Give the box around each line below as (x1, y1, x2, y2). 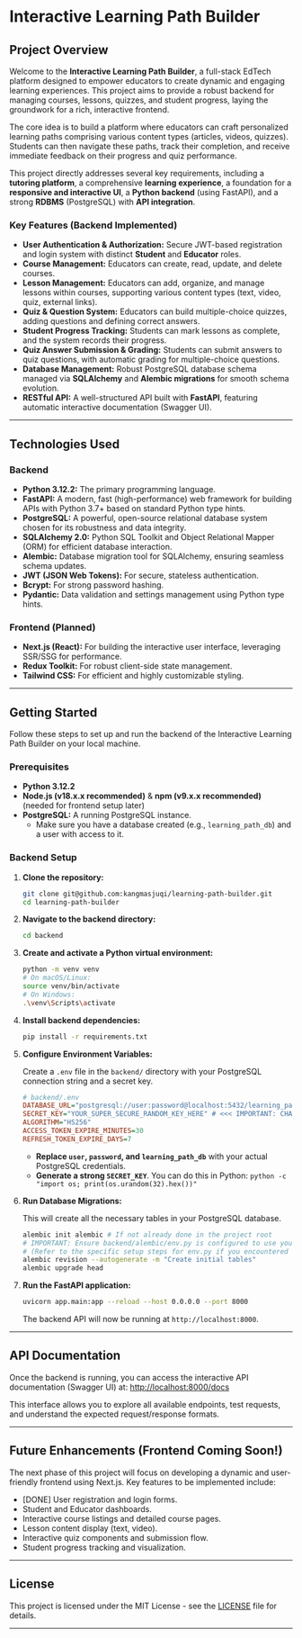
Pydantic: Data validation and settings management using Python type (22, 589, 285, 599)
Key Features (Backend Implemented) (9, 219, 178, 231)
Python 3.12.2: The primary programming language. (22, 483, 216, 494)
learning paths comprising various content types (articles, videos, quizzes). (9, 131, 289, 141)
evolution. (22, 382, 60, 393)
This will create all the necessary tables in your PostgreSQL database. (22, 1212, 281, 1223)
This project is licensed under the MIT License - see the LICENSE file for (9, 1600, 277, 1611)
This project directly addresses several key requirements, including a (9, 168, 265, 178)
